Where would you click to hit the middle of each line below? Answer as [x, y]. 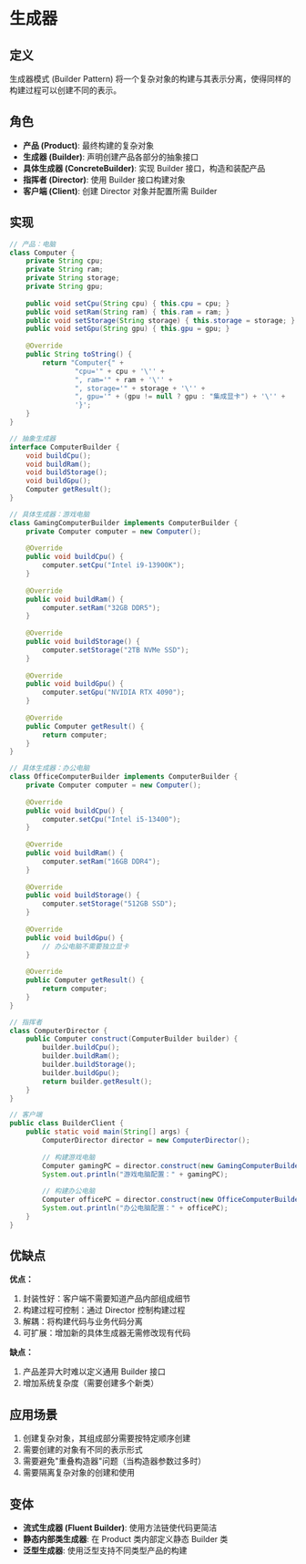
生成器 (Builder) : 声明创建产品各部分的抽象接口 [111, 157]
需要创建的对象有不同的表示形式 [82, 1450]
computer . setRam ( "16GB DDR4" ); [102, 861]
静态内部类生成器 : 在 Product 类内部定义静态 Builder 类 [125, 1539]
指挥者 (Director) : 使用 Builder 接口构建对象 [104, 180]
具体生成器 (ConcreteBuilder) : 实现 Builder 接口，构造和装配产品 [144, 168]
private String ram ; [65, 270]
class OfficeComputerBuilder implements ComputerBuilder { [124, 777]
